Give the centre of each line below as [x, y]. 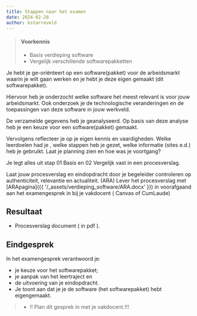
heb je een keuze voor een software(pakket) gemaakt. [72, 127]
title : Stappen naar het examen [46, 12]
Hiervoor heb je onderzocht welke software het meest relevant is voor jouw [98, 97]
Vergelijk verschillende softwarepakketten [81, 61]
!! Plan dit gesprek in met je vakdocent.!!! [79, 307]
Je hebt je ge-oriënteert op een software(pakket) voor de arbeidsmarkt [93, 72]
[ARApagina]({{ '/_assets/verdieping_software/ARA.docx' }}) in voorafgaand [99, 187]
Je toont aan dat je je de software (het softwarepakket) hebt [88, 289]
